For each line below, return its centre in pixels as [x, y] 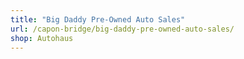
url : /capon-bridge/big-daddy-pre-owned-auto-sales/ [122, 29]
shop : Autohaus [42, 38]
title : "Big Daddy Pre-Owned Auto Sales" [98, 19]
